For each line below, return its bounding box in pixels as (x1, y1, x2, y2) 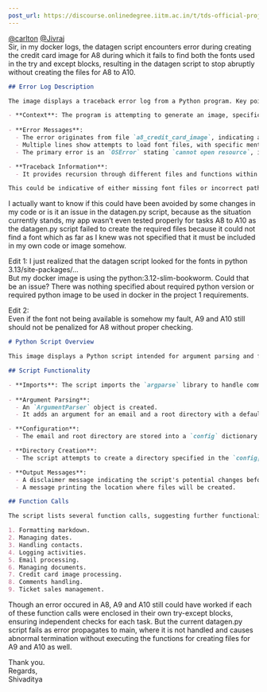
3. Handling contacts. (8, 541, 83, 549)
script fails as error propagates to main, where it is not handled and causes (8, 625, 253, 635)
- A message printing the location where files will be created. (15, 483, 237, 492)
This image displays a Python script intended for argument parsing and (8, 352, 254, 360)
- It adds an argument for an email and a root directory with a (15, 410, 237, 418)
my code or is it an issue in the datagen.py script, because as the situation (8, 208, 252, 217)
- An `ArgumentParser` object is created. (15, 403, 158, 411)
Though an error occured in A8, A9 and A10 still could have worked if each (8, 600, 253, 609)
